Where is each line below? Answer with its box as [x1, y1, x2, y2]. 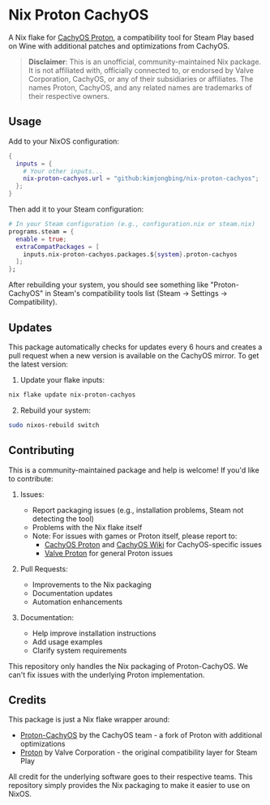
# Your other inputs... [23, 167, 104, 175]
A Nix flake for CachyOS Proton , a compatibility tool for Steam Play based [8, 32, 255, 42]
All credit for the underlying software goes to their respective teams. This [8, 772, 253, 781]
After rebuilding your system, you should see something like [8, 280, 209, 289]
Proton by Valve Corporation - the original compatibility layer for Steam [19, 747, 258, 757]
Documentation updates [32, 588, 114, 597]
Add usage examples [32, 636, 103, 646]
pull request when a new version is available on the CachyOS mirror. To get [8, 350, 259, 360]
